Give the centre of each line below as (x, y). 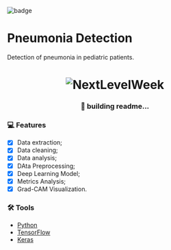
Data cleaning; (37, 150)
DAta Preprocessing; (46, 166)
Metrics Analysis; (41, 181)
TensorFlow (34, 232)
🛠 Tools (21, 208)
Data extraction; (40, 142)
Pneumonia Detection (70, 38)
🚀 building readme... (115, 106)
